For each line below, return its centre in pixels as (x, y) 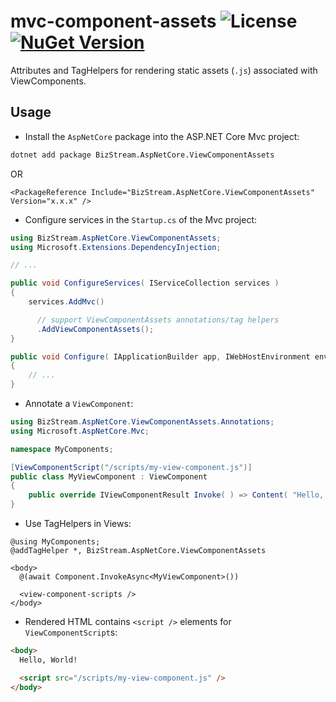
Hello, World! (48, 660)
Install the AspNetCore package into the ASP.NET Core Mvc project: (162, 136)
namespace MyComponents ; (62, 449)
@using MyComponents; (55, 542)
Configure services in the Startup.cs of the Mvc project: (141, 219)
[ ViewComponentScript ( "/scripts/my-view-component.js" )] (131, 467)
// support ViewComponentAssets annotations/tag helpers (158, 320)
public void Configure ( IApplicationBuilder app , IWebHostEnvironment (160, 356)
